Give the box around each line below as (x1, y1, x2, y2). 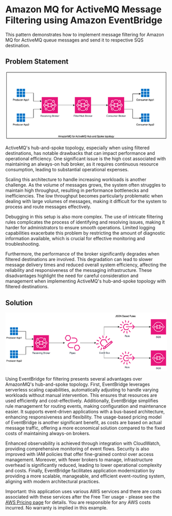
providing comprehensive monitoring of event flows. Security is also (5, 446, 150, 452)
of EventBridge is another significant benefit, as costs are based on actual (5, 420, 162, 426)
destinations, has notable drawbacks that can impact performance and (5, 150, 155, 156)
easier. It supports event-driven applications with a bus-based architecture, (5, 409, 165, 415)
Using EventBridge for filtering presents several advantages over (5, 376, 143, 382)
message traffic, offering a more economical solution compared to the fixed (5, 425, 165, 431)
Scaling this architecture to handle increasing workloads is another (5, 176, 146, 183)
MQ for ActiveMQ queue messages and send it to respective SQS (5, 37, 144, 43)
